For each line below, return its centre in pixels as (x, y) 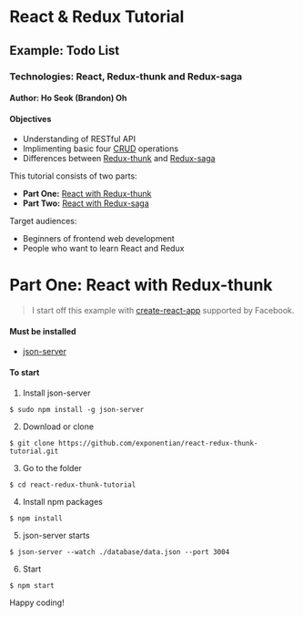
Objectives (30, 118)
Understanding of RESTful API (79, 139)
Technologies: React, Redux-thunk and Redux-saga (126, 77)
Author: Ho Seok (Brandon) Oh (68, 98)
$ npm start (32, 585)
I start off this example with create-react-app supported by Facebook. (163, 311)
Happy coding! (37, 602)
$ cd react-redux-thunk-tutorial (73, 485)
